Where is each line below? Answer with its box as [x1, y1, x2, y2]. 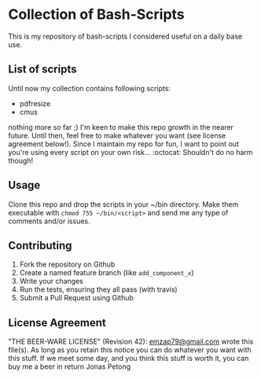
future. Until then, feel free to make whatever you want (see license [8, 131, 226, 140]
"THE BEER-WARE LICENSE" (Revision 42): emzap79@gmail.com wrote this [8, 337, 254, 347]
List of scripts [8, 63, 77, 76]
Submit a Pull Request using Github [19, 293, 134, 303]
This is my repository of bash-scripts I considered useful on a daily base [8, 31, 243, 41]
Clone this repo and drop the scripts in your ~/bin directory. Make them [8, 199, 239, 209]
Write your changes [19, 277, 84, 286]
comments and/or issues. [8, 216, 90, 226]
